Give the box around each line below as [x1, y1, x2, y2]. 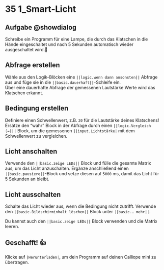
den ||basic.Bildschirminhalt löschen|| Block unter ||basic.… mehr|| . [5, 209, 151, 215]
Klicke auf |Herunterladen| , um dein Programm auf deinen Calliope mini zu [5, 254, 157, 260]
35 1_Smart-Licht [5, 3, 76, 15]
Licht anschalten [5, 147, 57, 156]
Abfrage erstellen [5, 61, 60, 70]
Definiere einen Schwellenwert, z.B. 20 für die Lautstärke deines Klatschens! [5, 117, 159, 123]
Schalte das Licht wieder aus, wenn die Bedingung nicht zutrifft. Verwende [5, 203, 156, 209]
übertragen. [5, 259, 29, 265]
